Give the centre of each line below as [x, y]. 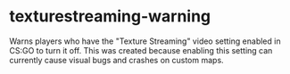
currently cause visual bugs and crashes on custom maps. [117, 60]
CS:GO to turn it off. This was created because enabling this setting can [141, 50]
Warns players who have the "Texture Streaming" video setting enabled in [145, 41]
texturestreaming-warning [110, 16]
